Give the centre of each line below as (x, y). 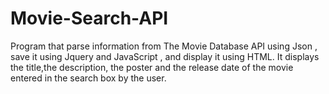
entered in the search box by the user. (88, 78)
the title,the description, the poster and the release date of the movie (152, 67)
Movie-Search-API (89, 18)
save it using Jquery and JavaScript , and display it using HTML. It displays (165, 56)
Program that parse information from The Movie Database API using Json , (164, 46)
